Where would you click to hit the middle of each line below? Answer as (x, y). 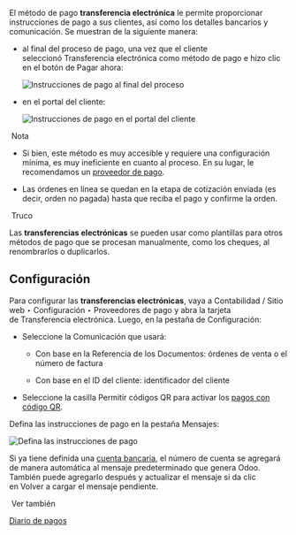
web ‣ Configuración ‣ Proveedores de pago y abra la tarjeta (120, 310)
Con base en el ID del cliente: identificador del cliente (132, 380)
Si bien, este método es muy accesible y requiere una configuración (146, 153)
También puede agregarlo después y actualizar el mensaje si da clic (133, 477)
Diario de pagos (38, 520)
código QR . (42, 407)
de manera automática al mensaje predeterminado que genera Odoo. (135, 467)
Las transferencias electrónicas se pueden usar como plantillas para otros (146, 233)
